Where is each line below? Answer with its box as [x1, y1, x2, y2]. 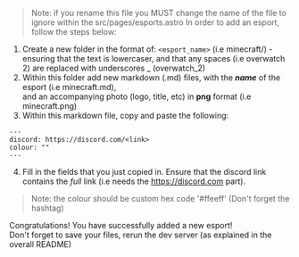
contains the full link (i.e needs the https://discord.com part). [21, 176, 246, 187]
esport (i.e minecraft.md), [21, 82, 117, 92]
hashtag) [30, 203, 64, 213]
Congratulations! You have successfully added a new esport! [9, 220, 233, 230]
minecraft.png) [21, 101, 78, 111]
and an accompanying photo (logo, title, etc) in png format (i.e [21, 91, 252, 102]
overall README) [9, 239, 72, 249]
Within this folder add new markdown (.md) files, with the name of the [21, 72, 281, 83]
